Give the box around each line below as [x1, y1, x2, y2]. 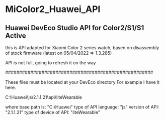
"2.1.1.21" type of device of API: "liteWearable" [5, 109, 101, 115]
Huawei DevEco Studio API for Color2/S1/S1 [5, 24, 144, 32]
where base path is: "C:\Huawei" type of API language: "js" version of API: [5, 104, 159, 110]
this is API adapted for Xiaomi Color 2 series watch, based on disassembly [5, 45, 159, 51]
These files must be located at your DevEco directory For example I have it [5, 79, 160, 85]
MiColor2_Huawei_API [5, 4, 101, 15]
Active [5, 31, 26, 40]
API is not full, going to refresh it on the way [5, 60, 96, 66]
